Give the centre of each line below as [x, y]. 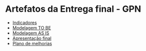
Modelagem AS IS [31, 33]
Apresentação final [32, 38]
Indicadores [25, 23]
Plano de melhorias [32, 43]
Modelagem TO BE [32, 27]
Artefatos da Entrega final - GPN [73, 9]
